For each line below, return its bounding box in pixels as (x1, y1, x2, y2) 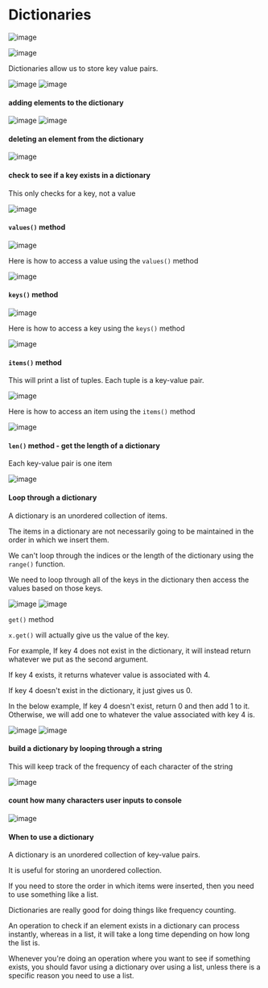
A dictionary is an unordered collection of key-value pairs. (8, 850, 201, 860)
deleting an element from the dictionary (8, 134, 144, 143)
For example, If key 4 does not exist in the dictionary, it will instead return (8, 646, 251, 655)
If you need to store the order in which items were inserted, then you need (8, 881, 255, 891)
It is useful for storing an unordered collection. (8, 866, 163, 875)
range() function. (8, 558, 66, 569)
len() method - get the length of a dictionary (8, 441, 161, 450)
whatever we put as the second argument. (8, 654, 149, 664)
